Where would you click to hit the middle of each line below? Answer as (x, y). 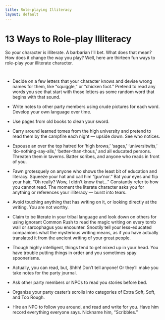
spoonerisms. (26, 258)
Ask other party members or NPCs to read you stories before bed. (80, 282)
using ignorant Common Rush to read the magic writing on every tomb (84, 222)
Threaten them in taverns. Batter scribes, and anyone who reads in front (86, 157)
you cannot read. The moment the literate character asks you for (78, 187)
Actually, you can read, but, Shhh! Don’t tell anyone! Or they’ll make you (85, 267)
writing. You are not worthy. (41, 207)
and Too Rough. (28, 297)
